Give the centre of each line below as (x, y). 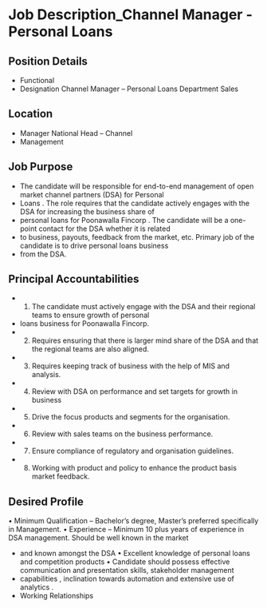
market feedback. (61, 476)
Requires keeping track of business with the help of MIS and (130, 366)
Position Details (48, 61)
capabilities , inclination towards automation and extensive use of (127, 579)
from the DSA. (43, 254)
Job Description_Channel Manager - (130, 15)
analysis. (46, 375)
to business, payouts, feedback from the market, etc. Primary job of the (137, 236)
